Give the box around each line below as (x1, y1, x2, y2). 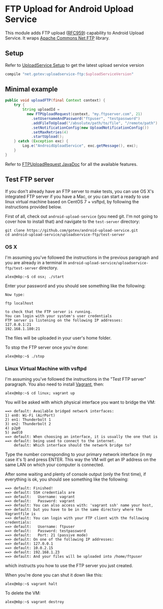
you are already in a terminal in (5, 259, 67, 265)
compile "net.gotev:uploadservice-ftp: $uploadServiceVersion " (5, 72, 134, 77)
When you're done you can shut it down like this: (5, 572, 103, 578)
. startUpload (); (31, 134, 64, 139)
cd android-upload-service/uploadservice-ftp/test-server (5, 232, 125, 237)
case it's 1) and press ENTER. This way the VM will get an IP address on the (5, 457, 157, 463)
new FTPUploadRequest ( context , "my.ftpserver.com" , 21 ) (26, 112, 143, 117)
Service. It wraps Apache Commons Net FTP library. (5, 35, 110, 41)
